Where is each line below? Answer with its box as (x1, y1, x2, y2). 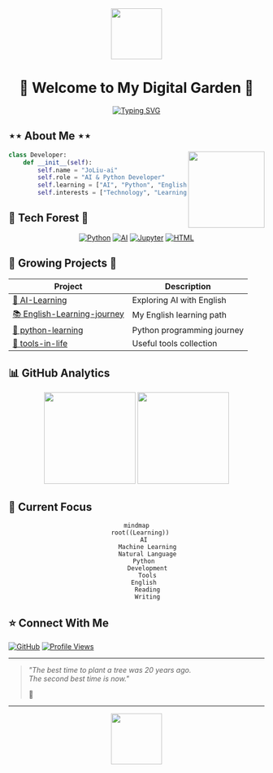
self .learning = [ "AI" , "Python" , (37, 181, 154, 190)
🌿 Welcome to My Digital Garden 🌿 (19, 79, 254, 97)
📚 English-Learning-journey (12, 308, 124, 319)
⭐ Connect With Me (8, 616, 110, 630)
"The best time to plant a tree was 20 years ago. (28, 665, 192, 675)
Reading (134, 586, 161, 594)
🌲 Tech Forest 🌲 (8, 211, 89, 225)
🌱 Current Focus (8, 500, 93, 514)
